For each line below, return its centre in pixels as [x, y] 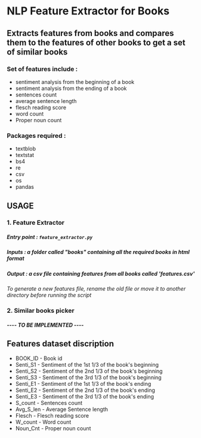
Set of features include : [42, 69]
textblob [26, 149]
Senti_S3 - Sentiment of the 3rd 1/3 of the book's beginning [88, 377]
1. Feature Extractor [36, 223]
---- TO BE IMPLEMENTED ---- [45, 325]
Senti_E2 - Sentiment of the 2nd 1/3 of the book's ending [85, 390]
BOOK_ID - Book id [39, 358]
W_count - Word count [43, 422]
